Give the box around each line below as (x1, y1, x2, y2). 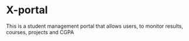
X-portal (6, 3, 48, 17)
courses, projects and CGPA (6, 28, 74, 35)
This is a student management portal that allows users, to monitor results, (6, 23, 183, 29)
